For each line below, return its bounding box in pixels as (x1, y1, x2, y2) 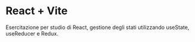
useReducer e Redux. (5, 30, 59, 37)
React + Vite (5, 4, 68, 18)
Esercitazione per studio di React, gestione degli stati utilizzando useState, (5, 24, 190, 31)
